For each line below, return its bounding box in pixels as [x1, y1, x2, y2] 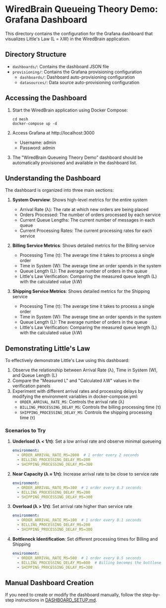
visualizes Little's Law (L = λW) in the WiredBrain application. [5, 36, 130, 42]
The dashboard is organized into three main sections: [5, 187, 114, 193]
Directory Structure [5, 50, 67, 59]
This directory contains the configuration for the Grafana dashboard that [5, 30, 153, 36]
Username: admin [19, 139, 56, 145]
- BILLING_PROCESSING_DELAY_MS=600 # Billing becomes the [17, 560, 142, 565]
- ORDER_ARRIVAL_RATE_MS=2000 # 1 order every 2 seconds [17, 453, 139, 458]
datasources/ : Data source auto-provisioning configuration [19, 79, 140, 85]
